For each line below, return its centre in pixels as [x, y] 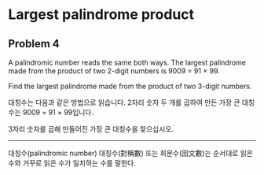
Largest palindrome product [101, 15]
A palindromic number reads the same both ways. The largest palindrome [127, 62]
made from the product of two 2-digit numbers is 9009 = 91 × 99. [114, 71]
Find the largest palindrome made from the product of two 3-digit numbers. [130, 86]
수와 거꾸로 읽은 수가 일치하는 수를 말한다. [72, 163]
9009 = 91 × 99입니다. [58, 112]
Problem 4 [34, 44]
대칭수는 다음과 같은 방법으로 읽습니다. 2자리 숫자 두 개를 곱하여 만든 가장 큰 [124, 102]
